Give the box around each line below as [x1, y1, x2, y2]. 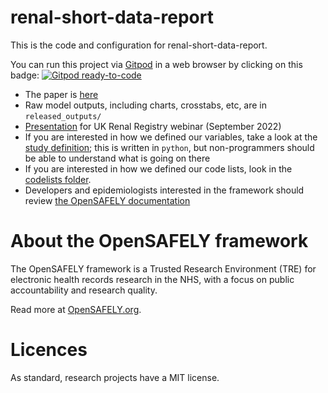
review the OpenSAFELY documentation [24, 194, 191, 206]
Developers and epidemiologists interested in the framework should [24, 184, 305, 196]
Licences [10, 339, 88, 361]
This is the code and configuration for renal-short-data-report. [10, 39, 268, 51]
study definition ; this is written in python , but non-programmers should [24, 141, 315, 153]
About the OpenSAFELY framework [10, 230, 309, 253]
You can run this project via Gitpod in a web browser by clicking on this [10, 58, 303, 70]
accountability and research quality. [10, 284, 158, 296]
